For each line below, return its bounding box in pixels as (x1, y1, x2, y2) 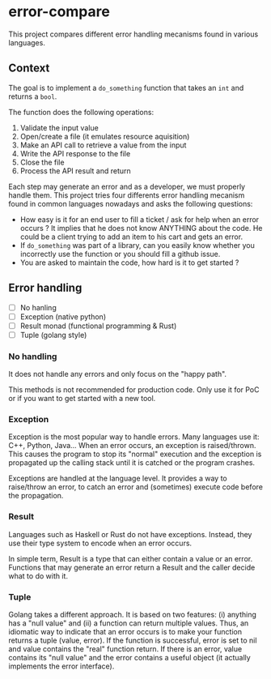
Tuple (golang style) (19, 330, 87, 339)
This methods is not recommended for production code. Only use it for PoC (8, 385, 260, 395)
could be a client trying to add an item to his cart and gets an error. (19, 232, 243, 241)
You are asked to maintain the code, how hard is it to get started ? (19, 258, 239, 267)
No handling (8, 351, 57, 362)
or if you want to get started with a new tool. (8, 394, 156, 404)
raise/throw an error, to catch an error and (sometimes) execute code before (8, 482, 263, 492)
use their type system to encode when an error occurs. (8, 538, 193, 548)
